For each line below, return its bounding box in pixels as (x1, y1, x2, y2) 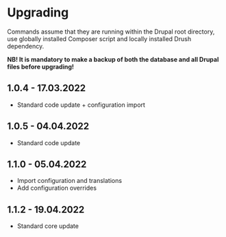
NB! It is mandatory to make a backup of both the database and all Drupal (7, 55, 219, 63)
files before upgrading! (7, 62, 74, 71)
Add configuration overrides (16, 184, 97, 192)
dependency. (7, 42, 45, 50)
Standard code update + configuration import (16, 101, 146, 109)
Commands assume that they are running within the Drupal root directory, (7, 27, 215, 36)
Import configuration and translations (16, 177, 122, 185)
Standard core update (16, 222, 79, 230)
